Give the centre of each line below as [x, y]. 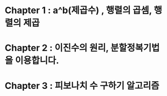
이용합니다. [37, 61]
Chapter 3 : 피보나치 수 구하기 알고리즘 [82, 86]
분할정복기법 [135, 48]
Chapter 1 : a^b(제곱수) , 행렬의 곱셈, [78, 10]
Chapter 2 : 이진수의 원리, [57, 48]
